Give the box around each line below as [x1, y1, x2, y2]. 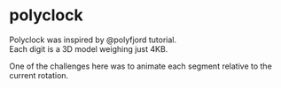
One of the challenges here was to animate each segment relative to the [9, 61, 272, 71]
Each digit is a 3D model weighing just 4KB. [9, 43, 168, 54]
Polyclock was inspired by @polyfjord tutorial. [9, 34, 177, 45]
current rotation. [9, 70, 69, 80]
